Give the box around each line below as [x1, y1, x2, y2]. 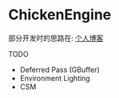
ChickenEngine [8, 6, 112, 24]
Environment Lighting [19, 73, 90, 83]
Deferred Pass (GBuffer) [19, 64, 100, 74]
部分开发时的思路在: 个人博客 [8, 33, 104, 43]
